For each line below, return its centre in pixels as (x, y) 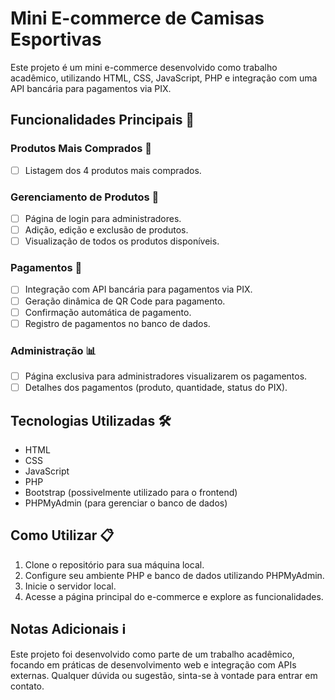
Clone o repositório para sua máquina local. (114, 564)
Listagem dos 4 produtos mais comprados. (113, 170)
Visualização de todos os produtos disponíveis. (122, 241)
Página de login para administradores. (103, 218)
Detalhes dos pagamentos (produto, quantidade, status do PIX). (156, 388)
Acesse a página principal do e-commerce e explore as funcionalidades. (174, 596)
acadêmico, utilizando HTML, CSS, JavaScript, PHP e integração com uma (164, 78)
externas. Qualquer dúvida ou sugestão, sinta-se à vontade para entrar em (164, 675)
